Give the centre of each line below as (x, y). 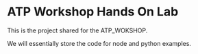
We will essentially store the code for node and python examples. (99, 43)
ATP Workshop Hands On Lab (93, 12)
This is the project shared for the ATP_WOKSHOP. (77, 30)
